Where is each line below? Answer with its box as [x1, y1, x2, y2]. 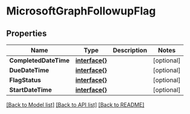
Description [112, 46, 148, 54]
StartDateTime [9, 86, 52, 94]
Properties [6, 28, 47, 39]
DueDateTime [9, 66, 49, 74]
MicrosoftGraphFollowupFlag [6, 4, 156, 18]
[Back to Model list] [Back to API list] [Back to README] [6, 101, 145, 108]
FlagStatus [9, 76, 41, 84]
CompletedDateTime [9, 56, 70, 65]
